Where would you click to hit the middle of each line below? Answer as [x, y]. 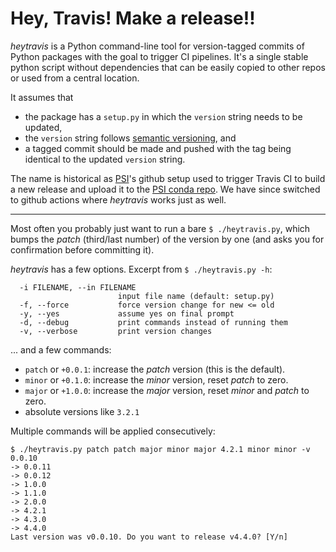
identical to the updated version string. [105, 159]
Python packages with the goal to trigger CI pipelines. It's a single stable [159, 56]
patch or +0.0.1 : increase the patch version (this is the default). [155, 369]
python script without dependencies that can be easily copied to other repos [168, 67]
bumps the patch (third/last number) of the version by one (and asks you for [167, 239]
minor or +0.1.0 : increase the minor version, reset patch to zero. [156, 379]
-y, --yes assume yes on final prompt [127, 313]
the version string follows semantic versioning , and [130, 138]
